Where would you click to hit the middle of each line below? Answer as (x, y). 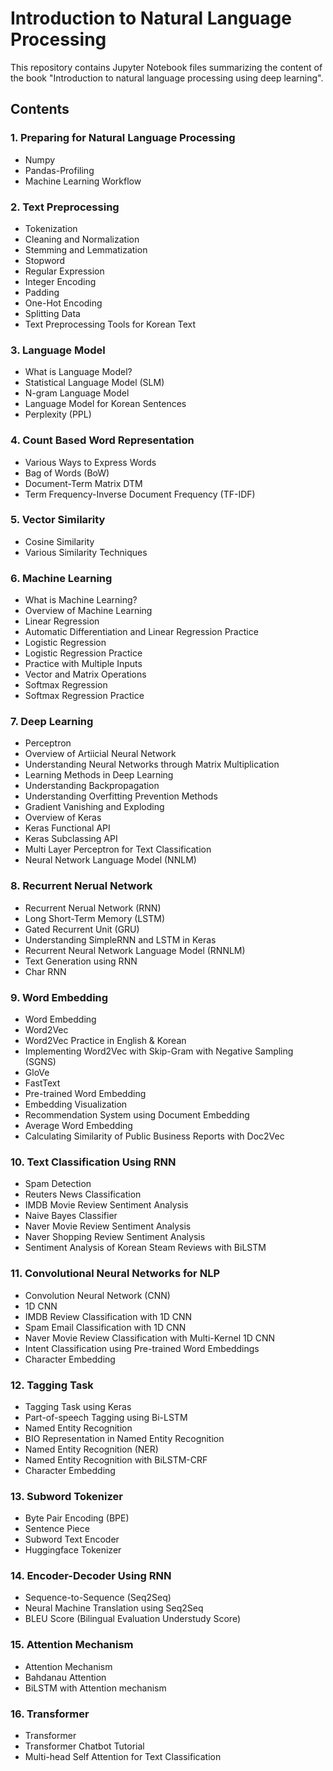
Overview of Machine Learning (88, 611)
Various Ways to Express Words (90, 462)
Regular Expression (64, 271)
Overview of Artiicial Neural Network (100, 754)
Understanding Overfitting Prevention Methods (121, 796)
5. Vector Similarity (58, 520)
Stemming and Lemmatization (86, 249)
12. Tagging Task (52, 1385)
